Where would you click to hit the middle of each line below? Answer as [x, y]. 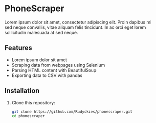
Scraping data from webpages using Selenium [58, 65]
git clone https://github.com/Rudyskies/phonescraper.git [72, 111]
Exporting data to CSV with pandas [47, 75]
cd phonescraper [28, 116]
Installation [22, 91]
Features [18, 48]
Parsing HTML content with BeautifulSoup [54, 70]
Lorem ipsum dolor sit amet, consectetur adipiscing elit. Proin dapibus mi [78, 22]
